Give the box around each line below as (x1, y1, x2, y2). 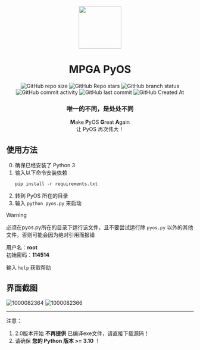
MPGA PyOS (68, 62, 132, 76)
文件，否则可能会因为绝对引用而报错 (6, 232, 95, 239)
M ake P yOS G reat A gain (70, 118, 130, 126)
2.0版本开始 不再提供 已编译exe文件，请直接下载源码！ (14, 330, 150, 337)
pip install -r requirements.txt (14, 181, 98, 187)
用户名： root (6, 244, 37, 251)
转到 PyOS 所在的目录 (14, 192, 68, 199)
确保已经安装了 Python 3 (14, 162, 76, 169)
